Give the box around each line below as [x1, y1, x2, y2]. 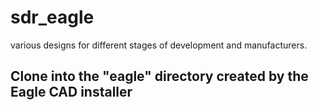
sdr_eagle [10, 6, 95, 29]
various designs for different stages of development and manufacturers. [10, 39, 308, 51]
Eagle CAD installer [10, 84, 133, 101]
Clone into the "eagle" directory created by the [10, 68, 309, 85]
